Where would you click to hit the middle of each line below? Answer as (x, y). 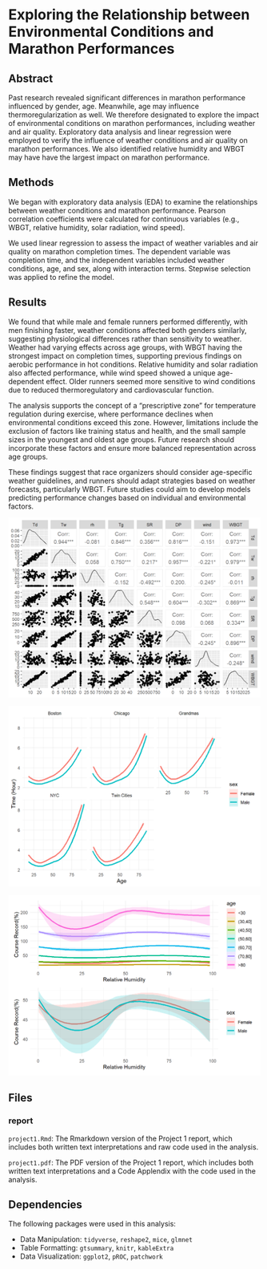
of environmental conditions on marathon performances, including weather (132, 123)
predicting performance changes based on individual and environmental (127, 497)
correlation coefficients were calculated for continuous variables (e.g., (124, 219)
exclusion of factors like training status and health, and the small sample (127, 431)
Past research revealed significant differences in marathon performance (127, 97)
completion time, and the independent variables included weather (117, 260)
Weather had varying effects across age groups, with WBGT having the (126, 347)
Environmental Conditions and (111, 32)
